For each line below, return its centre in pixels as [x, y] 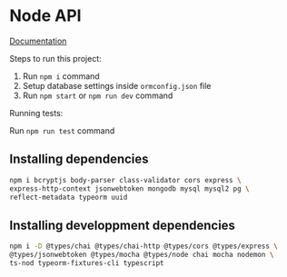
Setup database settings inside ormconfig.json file [117, 85]
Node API [45, 16]
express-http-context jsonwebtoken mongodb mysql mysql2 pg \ [129, 188]
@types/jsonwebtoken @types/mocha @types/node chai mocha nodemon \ [142, 255]
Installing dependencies [79, 159]
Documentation [38, 41]
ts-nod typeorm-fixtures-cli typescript [87, 263]
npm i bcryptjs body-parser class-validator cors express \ [126, 180]
